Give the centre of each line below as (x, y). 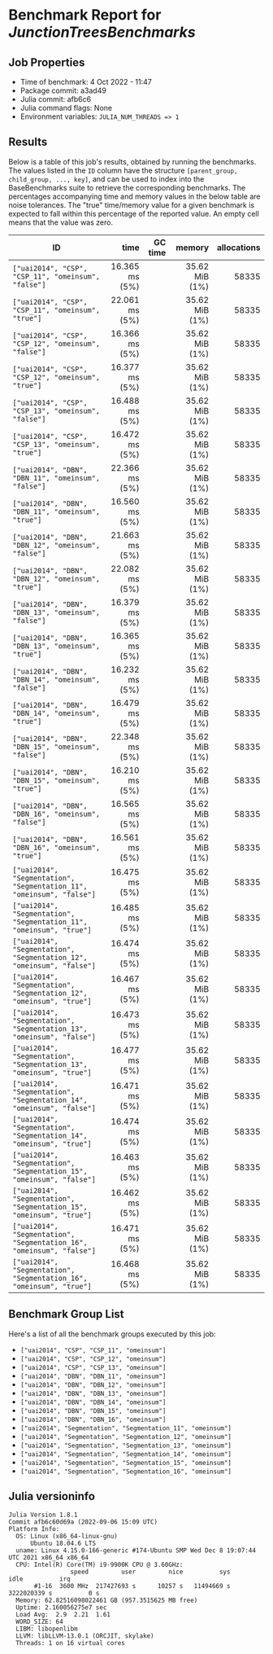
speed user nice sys (150, 1572)
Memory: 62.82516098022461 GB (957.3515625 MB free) (107, 1601)
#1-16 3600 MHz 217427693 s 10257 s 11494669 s (132, 1586)
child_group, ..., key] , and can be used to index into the (106, 179)
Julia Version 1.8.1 (43, 1515)
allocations (238, 248)
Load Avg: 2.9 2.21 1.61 (63, 1615)
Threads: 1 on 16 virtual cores (71, 1643)
